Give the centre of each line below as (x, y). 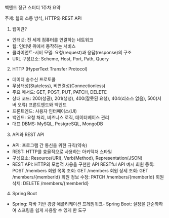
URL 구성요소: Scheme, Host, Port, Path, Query (60, 59)
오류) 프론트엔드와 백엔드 (42, 105)
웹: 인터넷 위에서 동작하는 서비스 (44, 46)
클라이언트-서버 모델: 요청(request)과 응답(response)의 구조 (72, 52)
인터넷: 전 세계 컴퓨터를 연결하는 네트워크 (53, 40)
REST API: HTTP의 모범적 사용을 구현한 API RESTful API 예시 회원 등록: (83, 164)
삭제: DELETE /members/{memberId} (50, 183)
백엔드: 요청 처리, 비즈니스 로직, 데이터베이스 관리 (61, 117)
